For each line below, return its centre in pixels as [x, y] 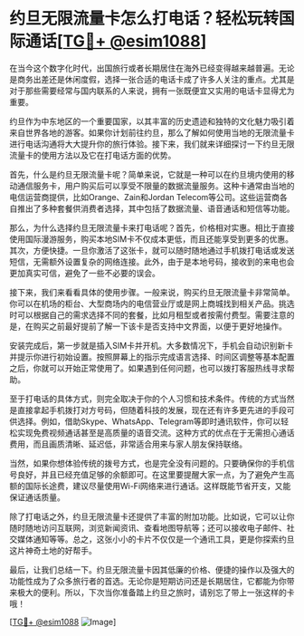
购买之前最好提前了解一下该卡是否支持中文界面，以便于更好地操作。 [160, 326]
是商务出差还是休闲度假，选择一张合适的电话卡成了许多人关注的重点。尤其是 [152, 79]
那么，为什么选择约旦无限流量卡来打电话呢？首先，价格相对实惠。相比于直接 [152, 227]
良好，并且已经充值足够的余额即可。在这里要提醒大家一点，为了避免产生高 [156, 474]
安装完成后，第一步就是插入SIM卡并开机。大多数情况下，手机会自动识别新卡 [152, 345]
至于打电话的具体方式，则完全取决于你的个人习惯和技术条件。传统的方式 [144, 399]
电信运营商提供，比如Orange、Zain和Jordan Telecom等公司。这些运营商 [145, 197]
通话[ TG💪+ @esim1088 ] [116, 41]
